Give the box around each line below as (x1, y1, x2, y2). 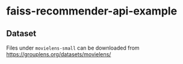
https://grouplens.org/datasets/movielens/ (6, 51, 111, 58)
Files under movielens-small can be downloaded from (6, 44, 140, 51)
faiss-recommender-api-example (6, 4, 178, 18)
